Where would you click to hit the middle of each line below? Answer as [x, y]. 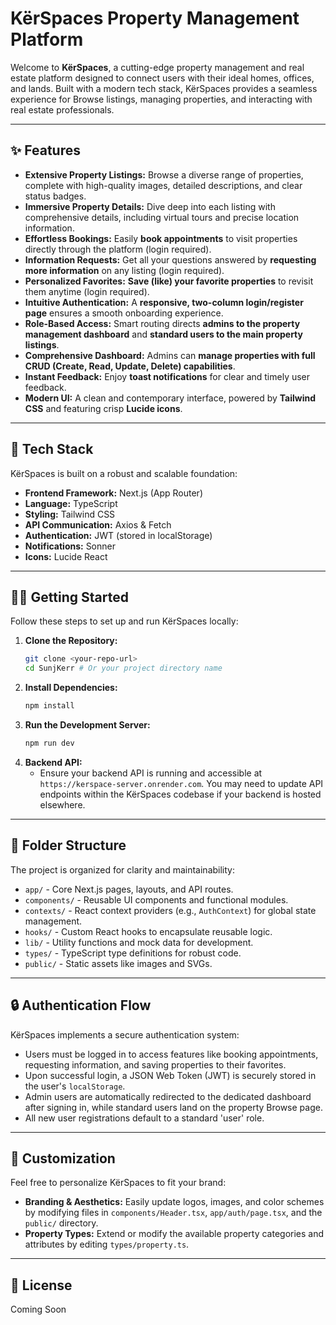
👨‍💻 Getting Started [69, 597]
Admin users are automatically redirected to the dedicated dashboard [168, 1096]
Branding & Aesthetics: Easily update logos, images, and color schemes [174, 1202]
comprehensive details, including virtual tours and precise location [162, 217]
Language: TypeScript [71, 503]
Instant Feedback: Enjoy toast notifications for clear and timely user [167, 376]
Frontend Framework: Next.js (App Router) [113, 493]
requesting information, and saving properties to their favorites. [155, 1064]
